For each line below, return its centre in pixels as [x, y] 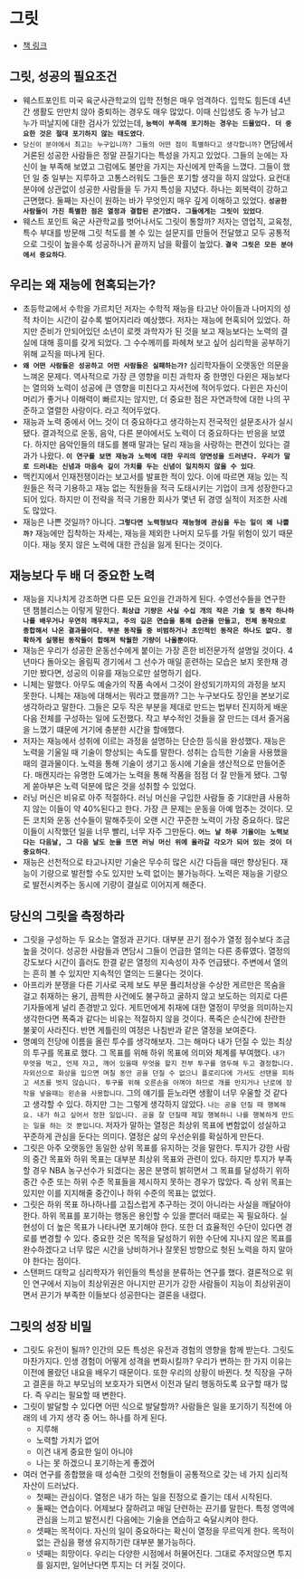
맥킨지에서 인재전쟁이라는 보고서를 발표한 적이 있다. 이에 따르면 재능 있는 [150, 476]
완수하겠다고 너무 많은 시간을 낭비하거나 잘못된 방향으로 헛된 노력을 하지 [149, 1249]
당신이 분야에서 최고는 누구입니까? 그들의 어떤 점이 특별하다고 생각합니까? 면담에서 [157, 144]
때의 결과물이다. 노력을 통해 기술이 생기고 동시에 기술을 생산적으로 [138, 764]
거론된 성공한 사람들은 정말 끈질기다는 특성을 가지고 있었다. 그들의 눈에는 [150, 155]
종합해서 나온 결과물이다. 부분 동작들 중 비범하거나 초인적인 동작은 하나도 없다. [152, 631]
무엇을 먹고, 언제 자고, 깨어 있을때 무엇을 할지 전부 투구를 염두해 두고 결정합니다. [158, 1064]
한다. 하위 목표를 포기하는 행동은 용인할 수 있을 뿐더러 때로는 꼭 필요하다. [150, 1216]
